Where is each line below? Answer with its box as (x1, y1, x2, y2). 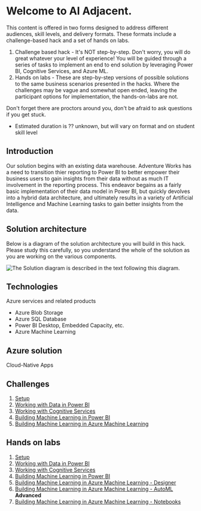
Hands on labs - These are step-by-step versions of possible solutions (14, 74, 189, 81)
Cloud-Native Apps (6, 361, 54, 369)
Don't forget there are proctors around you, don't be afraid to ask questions (6, 104, 193, 111)
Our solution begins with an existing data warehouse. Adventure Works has (6, 162, 191, 169)
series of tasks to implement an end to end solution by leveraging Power (14, 61, 193, 68)
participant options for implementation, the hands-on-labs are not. (14, 93, 178, 100)
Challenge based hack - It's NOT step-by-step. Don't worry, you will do (14, 48, 191, 55)
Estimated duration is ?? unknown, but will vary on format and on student (14, 122, 195, 129)
